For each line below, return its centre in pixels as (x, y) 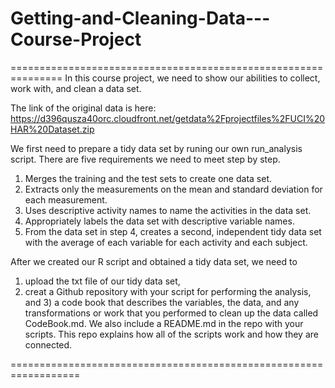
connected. (48, 344)
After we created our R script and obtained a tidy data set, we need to (154, 261)
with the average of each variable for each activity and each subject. (166, 242)
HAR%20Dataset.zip (52, 129)
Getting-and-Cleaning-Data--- (140, 18)
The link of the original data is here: (83, 108)
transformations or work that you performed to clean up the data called (171, 313)
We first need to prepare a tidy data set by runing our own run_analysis (156, 148)
